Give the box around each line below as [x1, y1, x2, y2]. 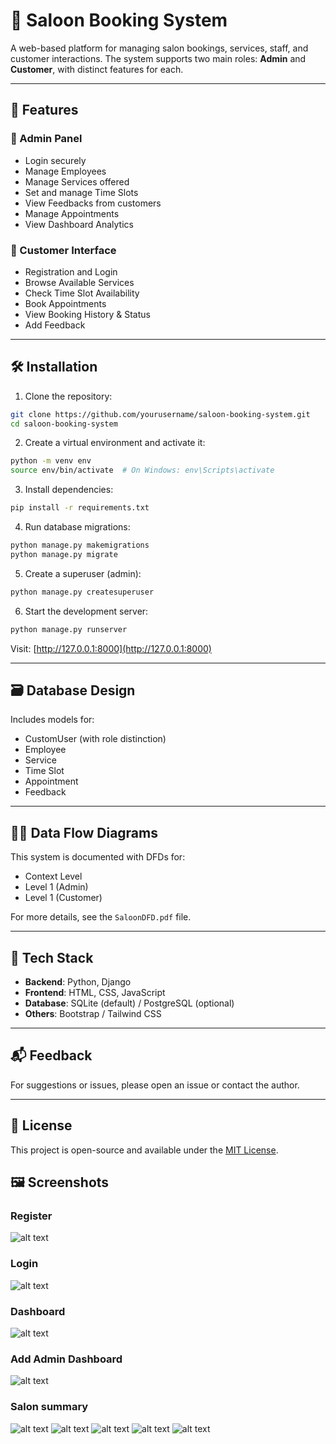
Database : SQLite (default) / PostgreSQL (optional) [24, 997, 235, 1009]
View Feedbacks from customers [24, 197, 162, 209]
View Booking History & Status [24, 308, 151, 320]
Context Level [24, 870, 83, 883]
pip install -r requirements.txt [10, 503, 150, 513]
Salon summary [10, 1400, 89, 1414]
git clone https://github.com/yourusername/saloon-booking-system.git [10, 409, 311, 419]
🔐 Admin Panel [10, 132, 83, 146]
